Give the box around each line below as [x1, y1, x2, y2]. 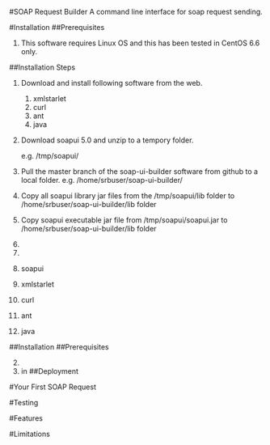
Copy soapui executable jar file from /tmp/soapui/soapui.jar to [20, 215, 228, 225]
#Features [9, 413, 44, 423]
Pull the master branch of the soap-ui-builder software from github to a [20, 167, 258, 176]
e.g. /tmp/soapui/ [20, 151, 79, 160]
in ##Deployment [20, 367, 79, 375]
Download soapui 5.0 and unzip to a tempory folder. [20, 135, 194, 145]
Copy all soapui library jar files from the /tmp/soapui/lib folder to [20, 191, 235, 201]
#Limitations [9, 429, 51, 439]
